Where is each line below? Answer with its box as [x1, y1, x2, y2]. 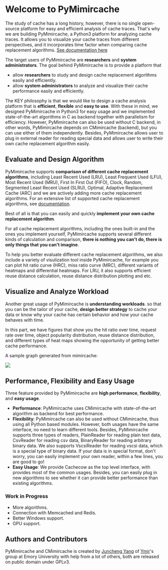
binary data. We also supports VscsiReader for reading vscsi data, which [12, 442, 163, 449]
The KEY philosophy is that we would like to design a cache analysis [5, 97, 146, 104]
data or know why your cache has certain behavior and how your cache [5, 311, 154, 318]
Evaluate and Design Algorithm [5, 155, 104, 164]
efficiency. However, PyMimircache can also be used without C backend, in [5, 119, 161, 125]
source [5, 25, 20, 31]
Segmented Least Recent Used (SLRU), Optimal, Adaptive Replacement [5, 184, 153, 191]
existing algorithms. [12, 480, 54, 486]
